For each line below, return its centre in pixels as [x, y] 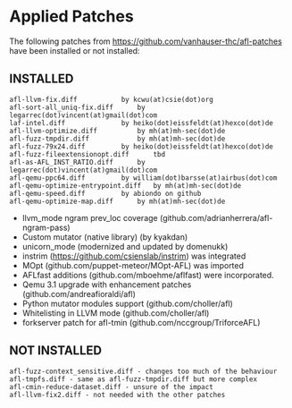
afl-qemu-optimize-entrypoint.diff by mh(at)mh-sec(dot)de [125, 185]
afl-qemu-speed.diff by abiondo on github [105, 193]
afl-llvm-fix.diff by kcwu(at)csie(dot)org [112, 99]
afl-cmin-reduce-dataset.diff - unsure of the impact [112, 387]
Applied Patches [71, 17]
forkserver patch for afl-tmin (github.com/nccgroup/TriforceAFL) [141, 322]
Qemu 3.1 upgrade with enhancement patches [107, 285]
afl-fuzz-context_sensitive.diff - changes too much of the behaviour [143, 371]
